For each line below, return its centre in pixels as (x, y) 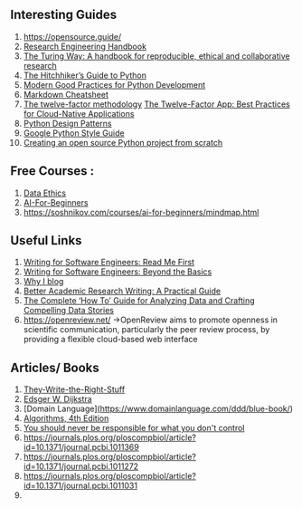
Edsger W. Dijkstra (58, 399)
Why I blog (43, 282)
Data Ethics (45, 193)
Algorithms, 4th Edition (66, 418)
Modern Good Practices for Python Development (114, 84)
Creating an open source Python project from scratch (123, 142)
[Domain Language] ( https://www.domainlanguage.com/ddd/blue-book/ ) (158, 409)
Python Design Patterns (67, 123)
